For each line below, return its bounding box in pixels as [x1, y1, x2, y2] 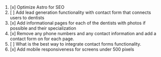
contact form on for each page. [9, 36, 75, 42]
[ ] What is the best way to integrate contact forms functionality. [9, 41, 141, 47]
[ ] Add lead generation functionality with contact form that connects [9, 9, 151, 15]
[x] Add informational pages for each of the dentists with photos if [9, 20, 146, 26]
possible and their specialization [9, 25, 76, 31]
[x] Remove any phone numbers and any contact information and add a [9, 31, 157, 36]
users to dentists [9, 15, 45, 20]
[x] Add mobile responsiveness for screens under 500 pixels [9, 47, 135, 52]
